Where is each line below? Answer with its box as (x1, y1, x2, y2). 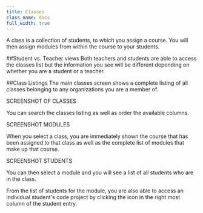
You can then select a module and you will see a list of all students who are (6, 169, 194, 176)
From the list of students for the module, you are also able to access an (6, 187, 184, 194)
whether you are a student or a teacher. (6, 68, 105, 75)
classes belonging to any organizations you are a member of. (6, 86, 159, 93)
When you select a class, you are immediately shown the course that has (6, 133, 188, 140)
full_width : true (6, 20, 50, 26)
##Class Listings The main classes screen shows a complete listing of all (6, 79, 188, 87)
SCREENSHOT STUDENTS (6, 157, 73, 165)
